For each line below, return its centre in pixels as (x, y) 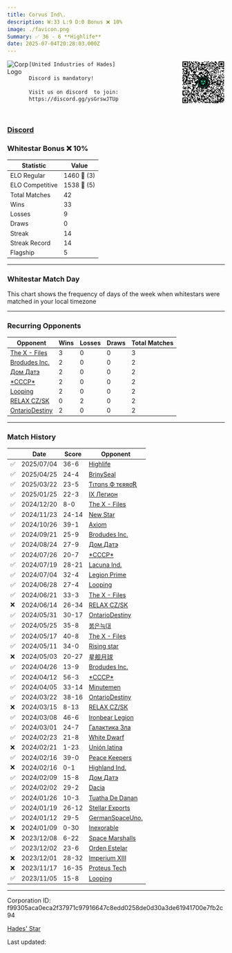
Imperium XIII (107, 858)
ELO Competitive (34, 185)
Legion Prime (107, 575)
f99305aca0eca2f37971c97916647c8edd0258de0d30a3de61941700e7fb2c (115, 907)
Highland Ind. (107, 768)
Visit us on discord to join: (74, 92)
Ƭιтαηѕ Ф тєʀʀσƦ (113, 484)
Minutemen (105, 687)
